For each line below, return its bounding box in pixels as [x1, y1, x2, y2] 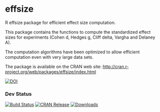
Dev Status [5, 90, 32, 97]
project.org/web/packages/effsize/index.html [5, 68, 96, 74]
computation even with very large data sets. [5, 54, 94, 60]
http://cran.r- [102, 64, 129, 69]
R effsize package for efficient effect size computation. [5, 20, 116, 25]
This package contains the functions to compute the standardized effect [5, 29, 151, 35]
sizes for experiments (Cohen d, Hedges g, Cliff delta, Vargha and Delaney [5, 34, 156, 40]
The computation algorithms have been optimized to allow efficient [5, 49, 140, 55]
